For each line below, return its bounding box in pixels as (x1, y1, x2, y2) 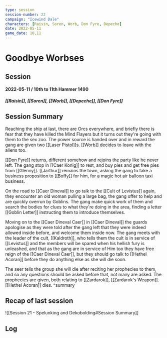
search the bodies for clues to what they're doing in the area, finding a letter (5, 204, 162, 210)
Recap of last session (5, 296, 73, 305)
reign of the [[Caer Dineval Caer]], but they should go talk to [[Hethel (5, 251, 147, 257)
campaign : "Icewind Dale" (5, 17, 59, 22)
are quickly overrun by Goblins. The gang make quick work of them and (5, 198, 153, 204)
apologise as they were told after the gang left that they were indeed (5, 224, 146, 230)
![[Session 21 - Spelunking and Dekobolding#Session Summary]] (5, 310, 139, 316)
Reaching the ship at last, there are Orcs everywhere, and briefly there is (5, 126, 155, 132)
